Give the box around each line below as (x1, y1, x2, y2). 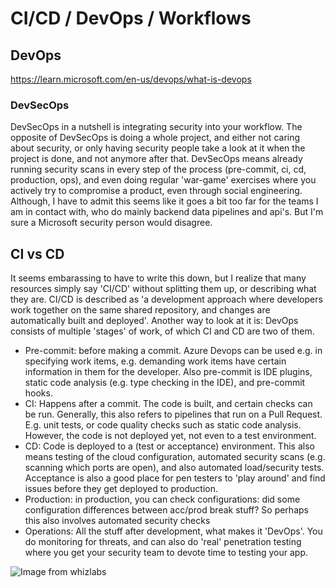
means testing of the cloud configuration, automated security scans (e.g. (24, 451, 326, 463)
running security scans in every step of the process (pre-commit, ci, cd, (10, 163, 307, 176)
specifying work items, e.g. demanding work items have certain (24, 355, 287, 367)
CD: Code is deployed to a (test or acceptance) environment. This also (24, 440, 315, 452)
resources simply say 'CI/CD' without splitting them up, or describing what (10, 283, 317, 295)
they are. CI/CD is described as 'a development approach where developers (10, 293, 323, 306)
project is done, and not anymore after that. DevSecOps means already (10, 153, 303, 165)
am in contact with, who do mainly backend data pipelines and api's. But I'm (10, 206, 324, 218)
